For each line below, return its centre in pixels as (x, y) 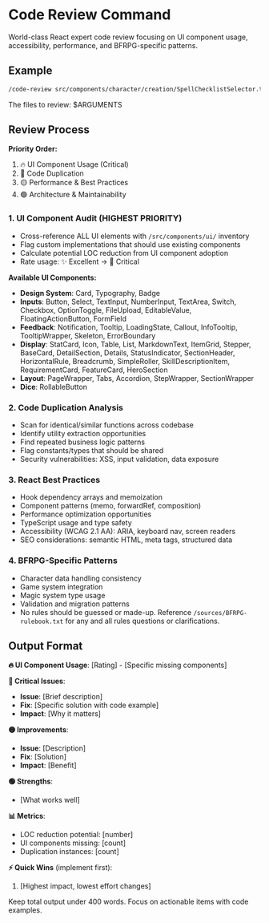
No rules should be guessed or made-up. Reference (106, 612)
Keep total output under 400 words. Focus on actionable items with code (128, 902)
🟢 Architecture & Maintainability (73, 195)
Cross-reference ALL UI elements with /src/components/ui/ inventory (134, 236)
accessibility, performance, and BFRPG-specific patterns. (103, 45)
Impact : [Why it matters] (60, 714)
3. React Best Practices (54, 480)
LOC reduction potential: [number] (76, 835)
